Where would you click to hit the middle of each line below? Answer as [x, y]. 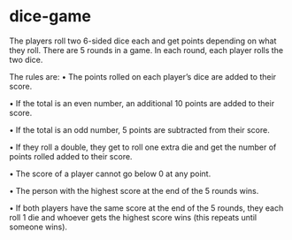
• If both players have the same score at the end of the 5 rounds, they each [146, 208]
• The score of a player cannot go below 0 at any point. [110, 174]
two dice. [26, 59]
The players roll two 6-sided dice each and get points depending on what [143, 41]
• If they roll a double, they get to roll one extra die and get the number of [143, 147]
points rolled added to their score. [71, 156]
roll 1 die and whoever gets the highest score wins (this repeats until [133, 217]
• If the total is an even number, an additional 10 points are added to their [142, 103]
